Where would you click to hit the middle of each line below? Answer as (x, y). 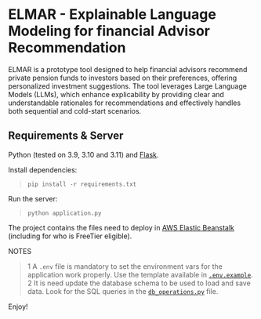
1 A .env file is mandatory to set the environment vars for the (125, 266)
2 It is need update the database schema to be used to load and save (139, 283)
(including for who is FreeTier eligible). (70, 236)
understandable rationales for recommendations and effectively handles (125, 103)
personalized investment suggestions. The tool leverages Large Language (127, 86)
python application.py (64, 213)
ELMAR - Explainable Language (112, 14)
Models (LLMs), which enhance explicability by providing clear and (116, 94)
